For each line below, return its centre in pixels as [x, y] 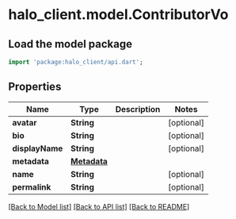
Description [138, 109]
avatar [25, 122]
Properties [35, 87]
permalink [32, 186]
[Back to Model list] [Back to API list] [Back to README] [99, 206]
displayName [38, 148]
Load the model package [70, 44]
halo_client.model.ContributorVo [118, 15]
